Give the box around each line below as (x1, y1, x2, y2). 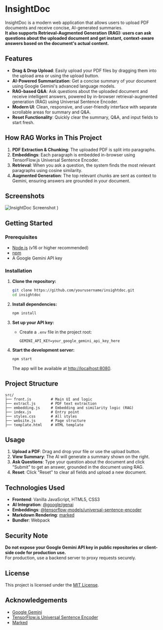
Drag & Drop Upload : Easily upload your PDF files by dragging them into (12, 67, 157, 73)
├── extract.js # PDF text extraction (5, 401, 97, 406)
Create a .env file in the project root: (19, 329, 92, 335)
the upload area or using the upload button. (12, 72, 100, 79)
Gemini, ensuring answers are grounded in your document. (12, 177, 130, 184)
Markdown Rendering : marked (12, 512, 74, 518)
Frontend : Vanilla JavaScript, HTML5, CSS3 (12, 497, 100, 502)
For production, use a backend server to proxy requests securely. (5, 555, 136, 561)
